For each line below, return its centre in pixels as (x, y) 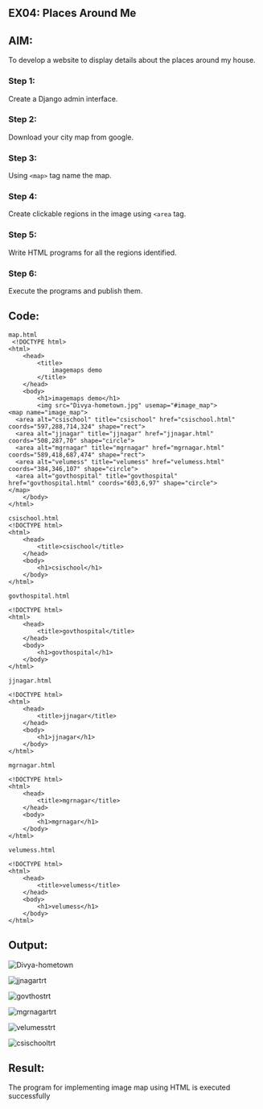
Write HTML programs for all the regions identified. (92, 252)
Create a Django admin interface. (63, 98)
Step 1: (22, 81)
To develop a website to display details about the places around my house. (132, 60)
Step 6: (23, 273)
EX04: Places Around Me (72, 13)
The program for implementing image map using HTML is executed (119, 1087)
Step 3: (23, 158)
